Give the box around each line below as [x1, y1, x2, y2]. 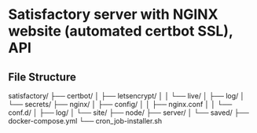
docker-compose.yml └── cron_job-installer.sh [8, 116, 163, 125]
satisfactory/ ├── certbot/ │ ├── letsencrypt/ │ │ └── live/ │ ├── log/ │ [8, 91, 245, 100]
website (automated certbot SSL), [8, 22, 233, 40]
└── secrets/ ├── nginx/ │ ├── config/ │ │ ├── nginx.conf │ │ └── [8, 100, 233, 109]
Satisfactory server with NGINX [8, 6, 218, 24]
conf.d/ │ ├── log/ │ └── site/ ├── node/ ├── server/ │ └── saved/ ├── [8, 108, 249, 117]
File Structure [8, 70, 76, 83]
